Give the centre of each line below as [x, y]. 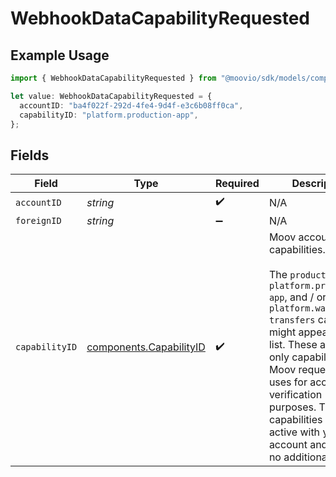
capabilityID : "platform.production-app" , [109, 115]
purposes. [292, 407]
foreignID [38, 221]
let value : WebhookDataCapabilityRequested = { [111, 96]
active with [294, 432]
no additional [299, 457]
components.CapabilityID [146, 347]
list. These [293, 345]
